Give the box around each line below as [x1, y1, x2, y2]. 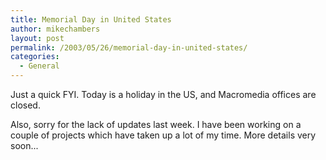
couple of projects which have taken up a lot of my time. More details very [10, 129, 317, 141]
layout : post [10, 33, 65, 43]
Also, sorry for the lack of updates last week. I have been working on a [10, 119, 302, 130]
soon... [10, 140, 39, 151]
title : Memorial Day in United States [10, 14, 172, 25]
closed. [10, 99, 41, 111]
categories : [10, 52, 60, 62]
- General [19, 61, 60, 71]
